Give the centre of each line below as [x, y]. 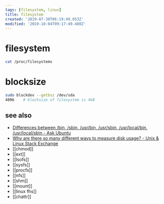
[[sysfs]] [21, 164]
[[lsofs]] [20, 159]
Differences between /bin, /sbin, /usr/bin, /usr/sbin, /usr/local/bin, [80, 127]
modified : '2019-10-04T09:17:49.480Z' [45, 24]
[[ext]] [19, 154]
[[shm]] [20, 180]
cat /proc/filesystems [29, 62]
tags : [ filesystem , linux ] [33, 10]
